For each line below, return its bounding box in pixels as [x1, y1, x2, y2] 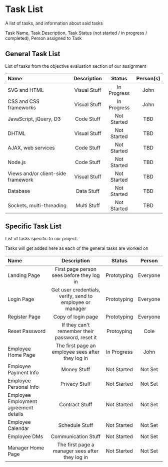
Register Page [7, 313, 41, 320]
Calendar [7, 425, 29, 432]
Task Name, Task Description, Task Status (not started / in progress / [5, 30, 147, 36]
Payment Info [7, 369, 39, 376]
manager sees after [52, 447, 99, 454]
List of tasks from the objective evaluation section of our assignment [5, 63, 146, 69]
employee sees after [51, 348, 100, 355]
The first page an [55, 342, 96, 349]
